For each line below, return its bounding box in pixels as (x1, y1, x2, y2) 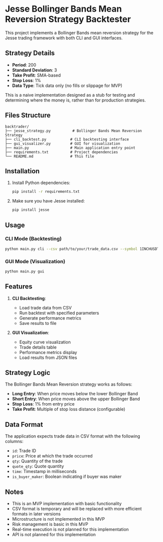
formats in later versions (12, 511, 61, 517)
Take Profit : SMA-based (12, 72, 61, 78)
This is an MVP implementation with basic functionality (12, 501, 122, 507)
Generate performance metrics (19, 315, 81, 321)
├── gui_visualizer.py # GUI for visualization (5, 141, 120, 146)
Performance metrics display (19, 349, 78, 355)
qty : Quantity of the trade (12, 458, 63, 464)
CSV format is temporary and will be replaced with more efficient (12, 506, 142, 512)
